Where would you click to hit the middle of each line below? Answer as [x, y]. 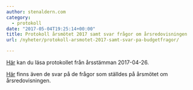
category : [19, 18]
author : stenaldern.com [36, 12]
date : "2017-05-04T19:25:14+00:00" [51, 29]
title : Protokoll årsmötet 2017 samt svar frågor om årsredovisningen [97, 34]
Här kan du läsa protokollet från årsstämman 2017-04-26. [78, 62]
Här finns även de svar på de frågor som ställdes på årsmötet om [87, 74]
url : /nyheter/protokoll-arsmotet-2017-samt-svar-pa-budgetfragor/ [93, 40]
